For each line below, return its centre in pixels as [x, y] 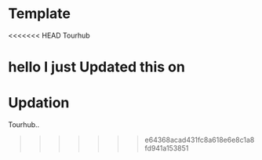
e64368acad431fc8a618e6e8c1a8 [200, 140]
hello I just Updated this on [97, 67]
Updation [39, 103]
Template [39, 14]
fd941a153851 [167, 148]
